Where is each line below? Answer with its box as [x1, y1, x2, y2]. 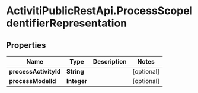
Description [92, 58, 127, 65]
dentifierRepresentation [6, 16, 127, 30]
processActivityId [9, 68, 61, 75]
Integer [66, 77, 88, 85]
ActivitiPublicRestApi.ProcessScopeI [6, 4, 193, 18]
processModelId [9, 77, 56, 85]
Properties [6, 40, 46, 50]
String [66, 68, 84, 75]
